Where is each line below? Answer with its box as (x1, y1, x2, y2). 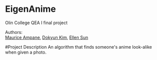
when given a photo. (5, 49, 47, 55)
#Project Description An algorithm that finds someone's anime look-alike (5, 44, 152, 50)
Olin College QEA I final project (5, 20, 68, 26)
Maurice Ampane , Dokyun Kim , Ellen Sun (5, 34, 89, 40)
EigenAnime (5, 3, 56, 15)
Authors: (5, 29, 23, 35)
